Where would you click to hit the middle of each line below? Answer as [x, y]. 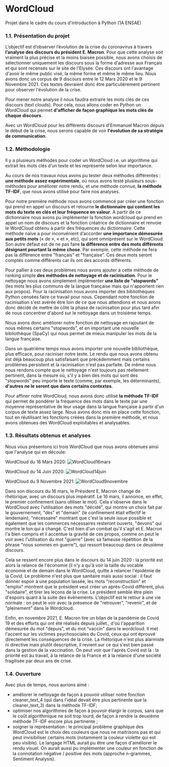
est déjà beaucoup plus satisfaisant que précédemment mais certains [77, 359]
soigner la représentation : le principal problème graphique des [78, 727]
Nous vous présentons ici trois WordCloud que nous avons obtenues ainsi [82, 447]
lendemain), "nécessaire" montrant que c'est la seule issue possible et [78, 518]
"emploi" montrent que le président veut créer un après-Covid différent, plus [85, 586]
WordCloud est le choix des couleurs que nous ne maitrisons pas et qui [87, 732]
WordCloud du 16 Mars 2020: [36, 462]
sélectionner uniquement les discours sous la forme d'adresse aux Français [84, 63]
